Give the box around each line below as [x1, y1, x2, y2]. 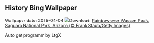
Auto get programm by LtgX [5, 32, 61, 38]
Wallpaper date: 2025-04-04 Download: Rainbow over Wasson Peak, [5, 17, 150, 23]
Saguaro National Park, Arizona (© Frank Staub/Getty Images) [5, 22, 131, 28]
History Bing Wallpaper [5, 4, 77, 12]
